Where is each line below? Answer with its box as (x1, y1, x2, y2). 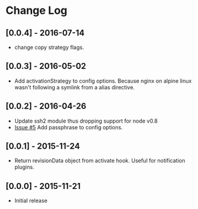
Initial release (14, 197, 48, 204)
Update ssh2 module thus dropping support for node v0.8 (14, 117, 158, 124)
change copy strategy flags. (14, 43, 84, 51)
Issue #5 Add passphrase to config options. (14, 123, 123, 130)
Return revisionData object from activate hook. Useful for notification (14, 157, 185, 164)
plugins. (14, 164, 34, 171)
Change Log (5, 4, 67, 18)
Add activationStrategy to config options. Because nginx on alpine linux (14, 77, 192, 85)
